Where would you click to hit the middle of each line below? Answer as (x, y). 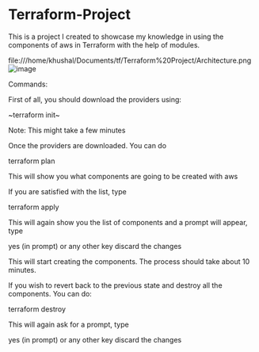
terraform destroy (37, 309)
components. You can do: (50, 293)
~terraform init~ (34, 115)
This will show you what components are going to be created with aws (123, 176)
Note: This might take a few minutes (67, 130)
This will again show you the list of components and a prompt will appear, (128, 222)
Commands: (28, 84)
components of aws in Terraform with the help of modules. (104, 44)
